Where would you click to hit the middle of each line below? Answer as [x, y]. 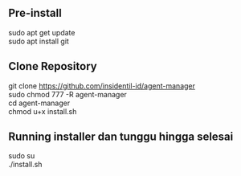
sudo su [22, 156]
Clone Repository [53, 66]
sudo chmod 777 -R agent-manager [67, 94]
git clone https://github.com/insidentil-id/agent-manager [102, 86]
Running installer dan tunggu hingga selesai [121, 137]
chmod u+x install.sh [43, 111]
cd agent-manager [39, 103]
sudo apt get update [42, 32]
